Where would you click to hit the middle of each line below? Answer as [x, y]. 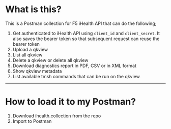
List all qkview [27, 55]
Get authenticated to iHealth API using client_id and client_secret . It [86, 33]
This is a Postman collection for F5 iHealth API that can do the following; [81, 23]
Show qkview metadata [37, 71]
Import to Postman [32, 121]
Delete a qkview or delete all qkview [50, 60]
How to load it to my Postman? [71, 102]
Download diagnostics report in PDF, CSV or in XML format [74, 66]
